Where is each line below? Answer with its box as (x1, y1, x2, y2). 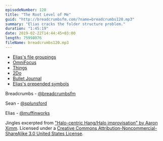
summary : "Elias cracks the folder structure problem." (5, 21, 126, 27)
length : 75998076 (5, 36, 42, 41)
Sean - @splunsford (5, 100, 47, 106)
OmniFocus (12, 59, 37, 65)
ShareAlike (5, 130, 28, 136)
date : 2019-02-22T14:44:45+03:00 (5, 31, 76, 36)
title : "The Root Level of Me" (5, 12, 71, 17)
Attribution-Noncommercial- (98, 125, 157, 131)
